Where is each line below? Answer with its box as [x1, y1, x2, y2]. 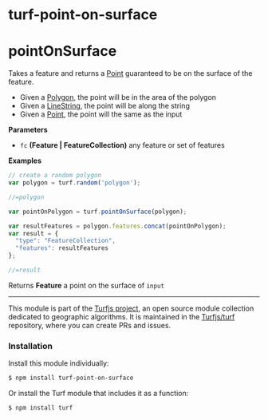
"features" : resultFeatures [15, 244, 109, 252]
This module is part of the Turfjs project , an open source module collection [8, 303, 254, 313]
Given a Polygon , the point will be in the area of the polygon [19, 93, 217, 102]
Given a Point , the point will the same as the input [19, 109, 183, 119]
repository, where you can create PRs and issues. [8, 320, 171, 330]
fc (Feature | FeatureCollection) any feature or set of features [19, 141, 225, 150]
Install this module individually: [8, 359, 109, 368]
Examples [8, 156, 42, 165]
